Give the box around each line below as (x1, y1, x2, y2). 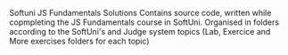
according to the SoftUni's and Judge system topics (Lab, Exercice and (9, 27, 271, 36)
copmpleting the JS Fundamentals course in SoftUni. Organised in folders (9, 17, 279, 27)
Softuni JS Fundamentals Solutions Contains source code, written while (9, 8, 272, 18)
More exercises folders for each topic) (9, 35, 150, 46)
